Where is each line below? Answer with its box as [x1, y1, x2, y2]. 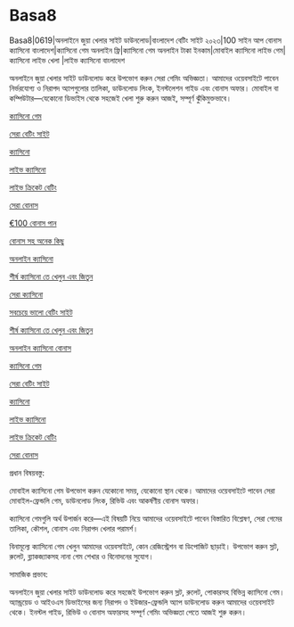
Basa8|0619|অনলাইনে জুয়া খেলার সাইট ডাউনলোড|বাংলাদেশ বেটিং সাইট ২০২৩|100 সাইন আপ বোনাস [9, 35, 282, 45]
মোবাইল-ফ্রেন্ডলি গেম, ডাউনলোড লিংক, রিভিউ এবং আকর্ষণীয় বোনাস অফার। [9, 495, 200, 506]
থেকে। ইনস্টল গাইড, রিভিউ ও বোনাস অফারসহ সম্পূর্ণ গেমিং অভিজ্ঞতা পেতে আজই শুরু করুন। [9, 606, 247, 617]
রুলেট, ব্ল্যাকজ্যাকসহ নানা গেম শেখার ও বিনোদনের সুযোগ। [9, 550, 154, 562]
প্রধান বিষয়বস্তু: [9, 467, 45, 478]
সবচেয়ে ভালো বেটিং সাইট [9, 307, 73, 318]
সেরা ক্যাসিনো [9, 289, 44, 300]
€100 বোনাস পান [9, 218, 57, 228]
